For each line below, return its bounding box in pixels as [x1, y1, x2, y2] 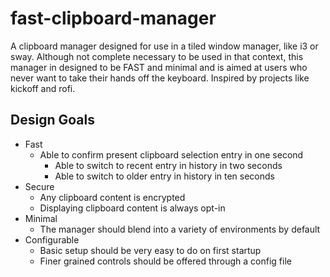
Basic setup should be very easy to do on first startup [39, 244, 262, 256]
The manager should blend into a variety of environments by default [39, 223, 321, 235]
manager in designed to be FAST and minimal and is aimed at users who [10, 61, 308, 73]
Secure [24, 180, 55, 192]
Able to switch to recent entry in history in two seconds [54, 159, 283, 171]
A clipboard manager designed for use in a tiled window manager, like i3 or [10, 40, 319, 52]
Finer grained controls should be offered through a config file [39, 255, 292, 267]
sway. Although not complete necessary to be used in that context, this [10, 50, 304, 62]
